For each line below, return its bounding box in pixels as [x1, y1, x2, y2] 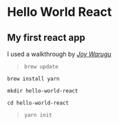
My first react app [7, 32, 86, 44]
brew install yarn [7, 75, 60, 82]
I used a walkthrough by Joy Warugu [7, 50, 111, 58]
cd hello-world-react [7, 99, 69, 106]
